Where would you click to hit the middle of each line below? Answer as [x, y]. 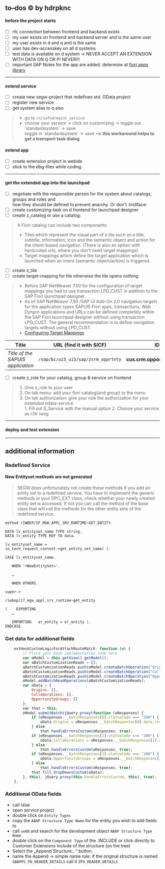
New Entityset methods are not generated [49, 477]
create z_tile [25, 271]
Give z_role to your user [48, 388]
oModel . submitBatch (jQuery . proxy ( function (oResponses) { [83, 713]
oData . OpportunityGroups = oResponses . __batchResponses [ [100, 759]
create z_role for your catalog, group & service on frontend [72, 378]
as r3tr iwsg [37, 414]
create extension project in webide [47, 161]
